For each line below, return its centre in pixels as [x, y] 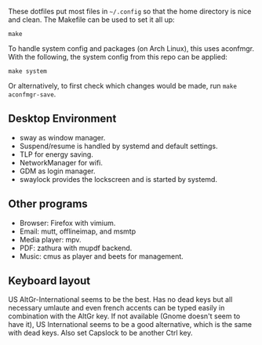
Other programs [48, 204]
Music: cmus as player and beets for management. [102, 256]
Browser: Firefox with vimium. [67, 223]
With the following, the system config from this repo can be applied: [118, 57]
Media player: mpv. [50, 239]
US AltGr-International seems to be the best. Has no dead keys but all [120, 300]
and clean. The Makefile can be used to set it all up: [91, 20]
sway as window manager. [62, 137]
